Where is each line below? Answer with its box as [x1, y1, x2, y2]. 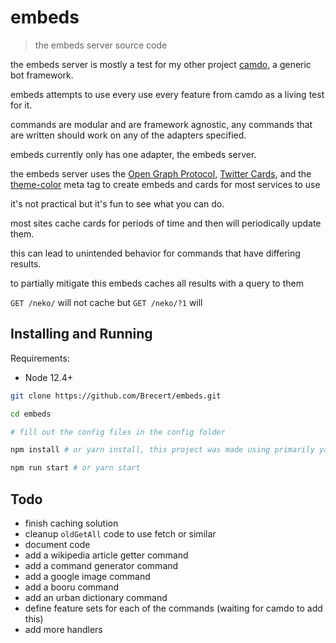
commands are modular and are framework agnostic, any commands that [10, 118, 313, 130]
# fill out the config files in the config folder [10, 427, 226, 437]
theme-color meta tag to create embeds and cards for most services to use [10, 178, 321, 190]
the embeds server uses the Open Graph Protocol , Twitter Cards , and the [10, 167, 312, 180]
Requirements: [10, 352, 70, 364]
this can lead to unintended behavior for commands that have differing [10, 247, 301, 259]
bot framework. [10, 69, 74, 81]
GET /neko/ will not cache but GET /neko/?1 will [10, 296, 203, 308]
